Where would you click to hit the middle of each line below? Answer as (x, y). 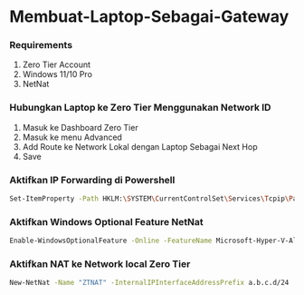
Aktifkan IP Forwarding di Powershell (92, 180)
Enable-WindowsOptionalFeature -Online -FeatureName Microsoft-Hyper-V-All (155, 241)
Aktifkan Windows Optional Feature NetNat (106, 221)
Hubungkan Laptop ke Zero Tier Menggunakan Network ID (140, 108)
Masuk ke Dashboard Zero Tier (80, 127)
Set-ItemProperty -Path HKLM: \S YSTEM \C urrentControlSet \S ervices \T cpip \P (152, 199)
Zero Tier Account (57, 64)
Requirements (41, 45)
